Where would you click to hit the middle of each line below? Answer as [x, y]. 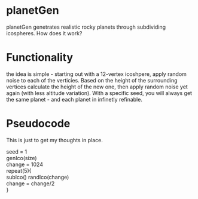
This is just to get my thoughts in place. [55, 140]
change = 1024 [25, 164]
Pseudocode [38, 124]
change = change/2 [31, 183]
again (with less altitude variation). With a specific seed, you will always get [99, 93]
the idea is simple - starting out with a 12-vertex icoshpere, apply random [97, 74]
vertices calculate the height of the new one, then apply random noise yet [97, 87]
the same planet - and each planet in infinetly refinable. [74, 99]
